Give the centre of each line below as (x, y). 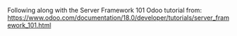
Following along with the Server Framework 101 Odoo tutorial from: (105, 10)
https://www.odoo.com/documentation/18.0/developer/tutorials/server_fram (118, 18)
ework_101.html (29, 25)
